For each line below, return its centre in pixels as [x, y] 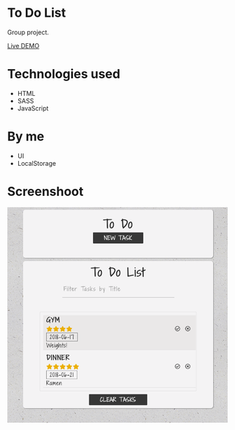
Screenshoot [45, 192]
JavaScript [33, 108]
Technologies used [64, 74]
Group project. [28, 32]
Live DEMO [23, 45]
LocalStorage [37, 163]
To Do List [37, 13]
